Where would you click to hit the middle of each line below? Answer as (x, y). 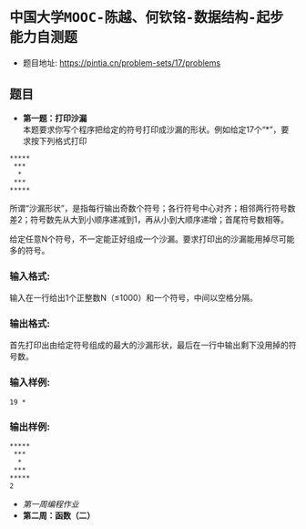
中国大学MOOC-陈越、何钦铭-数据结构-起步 (147, 18)
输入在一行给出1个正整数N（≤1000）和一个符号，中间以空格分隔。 (133, 298)
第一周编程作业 (51, 503)
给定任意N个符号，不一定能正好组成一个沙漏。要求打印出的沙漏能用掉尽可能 (152, 239)
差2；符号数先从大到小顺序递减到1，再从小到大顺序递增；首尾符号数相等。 (149, 219)
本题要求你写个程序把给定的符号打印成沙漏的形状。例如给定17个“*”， (152, 130)
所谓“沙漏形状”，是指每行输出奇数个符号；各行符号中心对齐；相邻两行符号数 (153, 208)
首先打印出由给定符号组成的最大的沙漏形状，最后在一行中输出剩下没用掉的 (149, 345)
